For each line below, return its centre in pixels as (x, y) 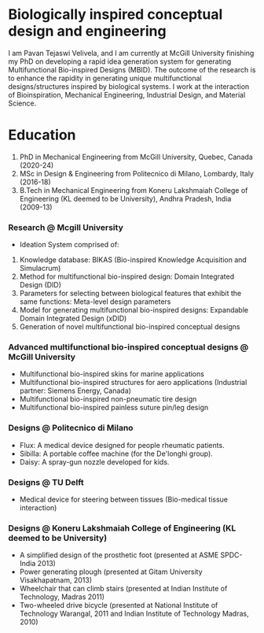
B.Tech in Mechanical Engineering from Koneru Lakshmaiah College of (134, 190)
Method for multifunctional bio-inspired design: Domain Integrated (127, 276)
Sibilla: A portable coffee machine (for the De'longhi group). (116, 453)
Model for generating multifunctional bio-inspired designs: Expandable (134, 310)
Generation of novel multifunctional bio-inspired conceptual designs (130, 327)
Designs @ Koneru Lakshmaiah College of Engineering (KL (122, 527)
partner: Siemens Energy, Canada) (75, 391)
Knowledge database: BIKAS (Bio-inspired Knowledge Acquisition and (133, 260)
